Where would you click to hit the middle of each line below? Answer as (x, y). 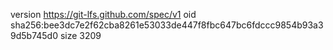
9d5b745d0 (34, 35)
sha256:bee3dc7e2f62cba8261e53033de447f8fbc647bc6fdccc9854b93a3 (167, 25)
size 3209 (80, 35)
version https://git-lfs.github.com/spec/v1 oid (103, 14)
